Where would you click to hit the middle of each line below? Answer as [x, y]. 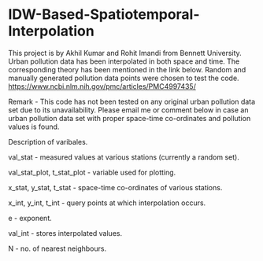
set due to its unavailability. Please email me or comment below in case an [128, 110]
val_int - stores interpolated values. [65, 233]
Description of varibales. [48, 142]
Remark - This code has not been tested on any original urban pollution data [132, 101]
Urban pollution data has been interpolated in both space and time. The [124, 61]
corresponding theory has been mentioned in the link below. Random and [127, 69]
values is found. [34, 127]
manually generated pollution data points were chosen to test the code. [124, 78]
